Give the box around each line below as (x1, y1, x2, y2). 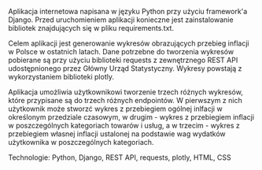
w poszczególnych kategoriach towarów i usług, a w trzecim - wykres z (8, 121, 240, 130)
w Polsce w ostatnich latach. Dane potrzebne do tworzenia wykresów (8, 47, 234, 56)
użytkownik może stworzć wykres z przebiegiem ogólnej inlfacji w (8, 104, 223, 113)
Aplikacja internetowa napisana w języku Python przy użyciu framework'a (8, 7, 248, 16)
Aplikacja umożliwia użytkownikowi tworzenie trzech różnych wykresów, (8, 87, 244, 97)
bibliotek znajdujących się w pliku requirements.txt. (8, 24, 175, 32)
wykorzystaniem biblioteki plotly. (8, 72, 114, 81)
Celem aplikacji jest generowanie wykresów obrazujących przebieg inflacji (8, 39, 249, 48)
